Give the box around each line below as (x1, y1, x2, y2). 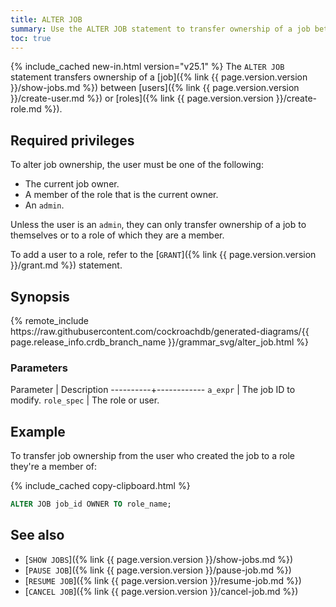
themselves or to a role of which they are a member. (10, 229, 225, 241)
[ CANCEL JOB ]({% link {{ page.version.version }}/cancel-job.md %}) (24, 585, 299, 597)
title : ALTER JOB (10, 14, 83, 25)
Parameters (10, 361, 68, 375)
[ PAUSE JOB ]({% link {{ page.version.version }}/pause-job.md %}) (24, 564, 292, 576)
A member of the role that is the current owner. (24, 189, 219, 201)
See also (10, 527, 65, 544)
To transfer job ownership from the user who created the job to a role (10, 450, 295, 462)
